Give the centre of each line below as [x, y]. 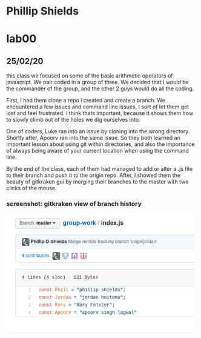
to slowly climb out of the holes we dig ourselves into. [73, 120]
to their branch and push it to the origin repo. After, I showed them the [93, 175]
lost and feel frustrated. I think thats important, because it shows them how [100, 113]
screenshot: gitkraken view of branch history [74, 204]
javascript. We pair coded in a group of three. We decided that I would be [97, 82]
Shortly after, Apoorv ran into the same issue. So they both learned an [93, 138]
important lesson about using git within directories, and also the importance [100, 144]
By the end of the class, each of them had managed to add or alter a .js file [99, 169]
